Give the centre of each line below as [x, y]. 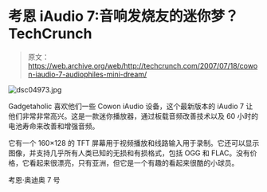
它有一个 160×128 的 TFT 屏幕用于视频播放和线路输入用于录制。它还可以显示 [134, 143]
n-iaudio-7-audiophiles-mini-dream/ [87, 74]
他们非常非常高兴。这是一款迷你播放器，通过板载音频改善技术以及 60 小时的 [133, 116]
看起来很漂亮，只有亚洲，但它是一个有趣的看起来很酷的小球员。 [134, 163]
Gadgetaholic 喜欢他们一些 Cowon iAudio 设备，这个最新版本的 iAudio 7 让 [131, 106]
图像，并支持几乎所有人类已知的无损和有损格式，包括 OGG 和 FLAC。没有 [129, 153]
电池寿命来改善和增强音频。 [54, 126]
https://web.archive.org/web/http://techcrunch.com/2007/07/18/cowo [143, 65]
